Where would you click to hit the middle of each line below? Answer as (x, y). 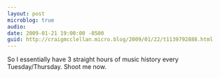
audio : (17, 26)
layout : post (26, 14)
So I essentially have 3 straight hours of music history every (93, 59)
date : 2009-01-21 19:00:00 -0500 (56, 33)
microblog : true (31, 20)
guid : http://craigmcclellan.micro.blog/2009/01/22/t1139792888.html (110, 40)
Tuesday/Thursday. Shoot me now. (57, 67)
